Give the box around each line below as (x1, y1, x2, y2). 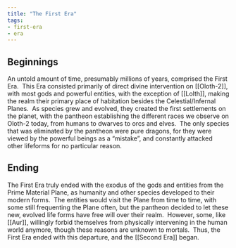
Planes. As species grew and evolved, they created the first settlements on (7, 105, 227, 113)
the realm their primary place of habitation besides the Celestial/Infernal (7, 97, 216, 105)
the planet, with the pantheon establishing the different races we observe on (7, 112, 229, 120)
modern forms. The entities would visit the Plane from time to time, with (7, 195, 217, 204)
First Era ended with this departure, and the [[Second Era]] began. (7, 233, 199, 241)
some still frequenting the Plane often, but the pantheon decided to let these (7, 203, 229, 211)
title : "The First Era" (7, 10, 77, 18)
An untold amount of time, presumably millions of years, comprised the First (7, 74, 228, 83)
